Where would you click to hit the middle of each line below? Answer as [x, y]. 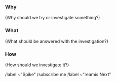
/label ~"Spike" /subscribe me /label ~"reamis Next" [58, 74]
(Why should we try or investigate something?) [53, 18]
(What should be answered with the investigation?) [57, 41]
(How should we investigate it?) [37, 65]
